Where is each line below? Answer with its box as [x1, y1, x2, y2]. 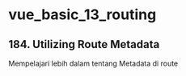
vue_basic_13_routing [8, 6, 157, 24]
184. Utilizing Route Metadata [8, 38, 160, 51]
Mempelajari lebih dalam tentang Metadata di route [8, 58, 179, 68]
